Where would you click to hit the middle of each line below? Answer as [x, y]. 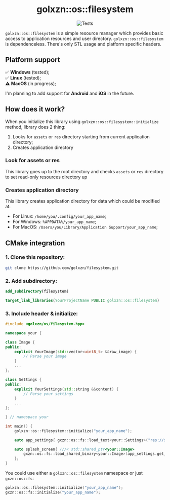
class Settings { [24, 379]
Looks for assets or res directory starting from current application [81, 137]
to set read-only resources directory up [46, 177]
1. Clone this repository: [35, 257]
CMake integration [35, 243]
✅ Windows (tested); [27, 72]
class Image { [20, 342]
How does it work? [35, 109]
